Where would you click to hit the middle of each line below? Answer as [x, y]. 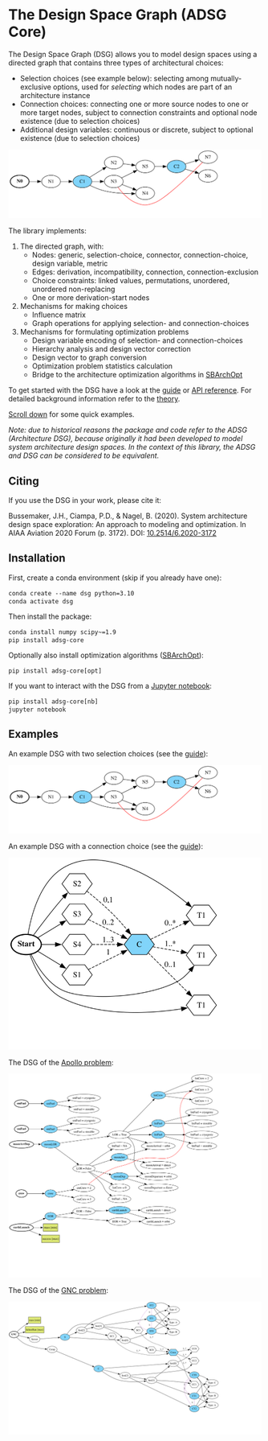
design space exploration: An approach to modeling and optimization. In [127, 525]
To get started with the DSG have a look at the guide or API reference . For [130, 390]
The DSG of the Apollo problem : [61, 1062]
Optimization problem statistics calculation [102, 366]
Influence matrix [59, 315]
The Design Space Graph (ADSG [118, 15]
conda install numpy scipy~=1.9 [62, 632]
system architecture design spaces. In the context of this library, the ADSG [132, 447]
